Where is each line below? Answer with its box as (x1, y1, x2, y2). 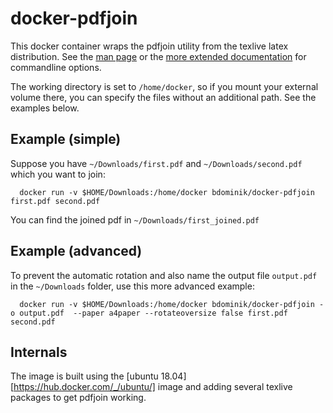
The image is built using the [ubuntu (10, 370, 159, 382)
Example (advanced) (10, 243, 143, 260)
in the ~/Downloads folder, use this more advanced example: (10, 280, 255, 292)
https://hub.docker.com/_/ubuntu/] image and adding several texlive (13, 381, 293, 393)
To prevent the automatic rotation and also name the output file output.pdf (10, 269, 318, 281)
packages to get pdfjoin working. (10, 392, 147, 404)
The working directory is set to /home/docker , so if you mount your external (10, 80, 319, 92)
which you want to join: (10, 168, 106, 180)
